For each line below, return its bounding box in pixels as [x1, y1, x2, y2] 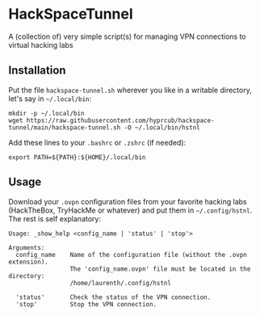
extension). [8, 258, 48, 266]
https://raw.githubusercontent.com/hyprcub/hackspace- [26, 116, 216, 124]
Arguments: [8, 243, 45, 251]
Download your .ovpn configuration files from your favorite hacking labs [8, 196, 248, 206]
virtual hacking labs [8, 40, 74, 49]
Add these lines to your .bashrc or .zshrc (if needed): [8, 137, 187, 147]
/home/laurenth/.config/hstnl [69, 279, 172, 287]
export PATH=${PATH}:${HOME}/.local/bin [8, 153, 147, 162]
